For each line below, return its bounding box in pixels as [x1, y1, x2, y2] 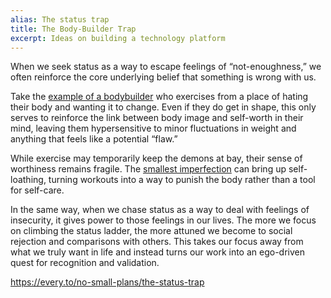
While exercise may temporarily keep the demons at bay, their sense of [10, 152, 303, 165]
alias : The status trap [10, 14, 110, 25]
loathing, [10, 174, 47, 186]
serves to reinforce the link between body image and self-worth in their [10, 112, 304, 124]
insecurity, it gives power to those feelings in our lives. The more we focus [10, 214, 317, 226]
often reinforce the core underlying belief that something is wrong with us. [10, 71, 317, 83]
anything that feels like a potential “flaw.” [10, 133, 178, 145]
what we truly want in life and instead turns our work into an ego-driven [10, 246, 306, 258]
